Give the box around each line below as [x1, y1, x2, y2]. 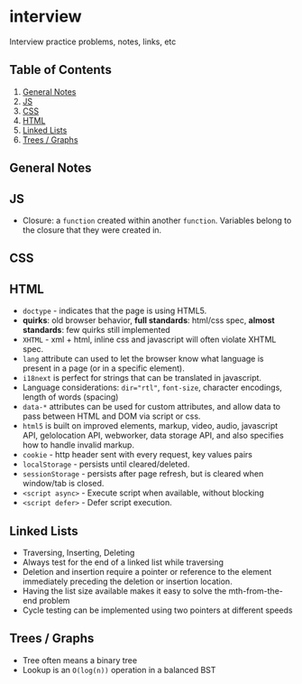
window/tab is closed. [22, 478, 105, 489]
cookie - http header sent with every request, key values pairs [22, 449, 252, 460]
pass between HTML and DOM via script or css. [22, 411, 201, 421]
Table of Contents [9, 62, 113, 78]
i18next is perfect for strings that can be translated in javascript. [22, 373, 262, 384]
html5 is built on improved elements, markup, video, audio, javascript [22, 421, 279, 431]
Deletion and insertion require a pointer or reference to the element [22, 566, 272, 577]
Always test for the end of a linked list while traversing [22, 557, 224, 568]
